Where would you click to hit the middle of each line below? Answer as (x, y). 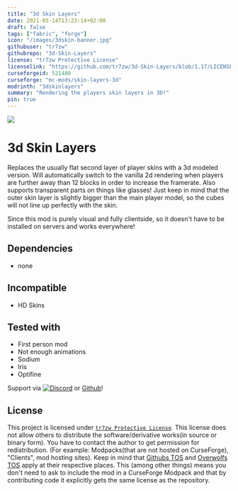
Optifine (29, 374)
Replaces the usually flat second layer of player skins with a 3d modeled (113, 167)
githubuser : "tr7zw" (38, 47)
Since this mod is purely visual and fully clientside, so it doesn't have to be (116, 219)
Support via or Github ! (55, 388)
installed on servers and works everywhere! (71, 226)
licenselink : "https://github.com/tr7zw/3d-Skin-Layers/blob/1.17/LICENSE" (121, 67)
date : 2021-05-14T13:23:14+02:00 (57, 21)
